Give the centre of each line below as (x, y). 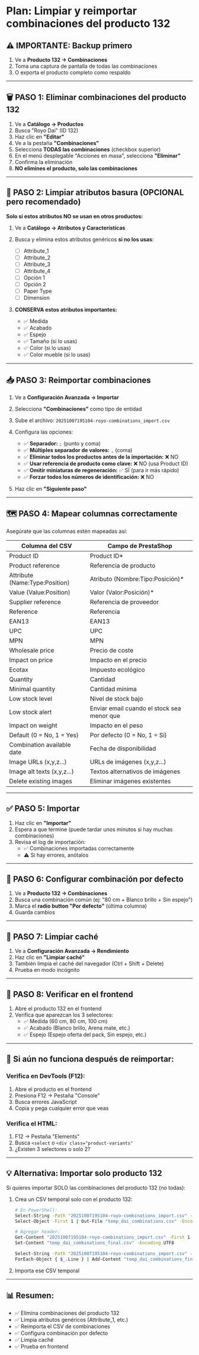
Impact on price (31, 660)
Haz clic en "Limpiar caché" (50, 957)
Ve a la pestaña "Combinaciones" (57, 143)
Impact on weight (33, 725)
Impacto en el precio (118, 660)
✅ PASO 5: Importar (43, 809)
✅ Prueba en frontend (41, 1346)
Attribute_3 (37, 264)
